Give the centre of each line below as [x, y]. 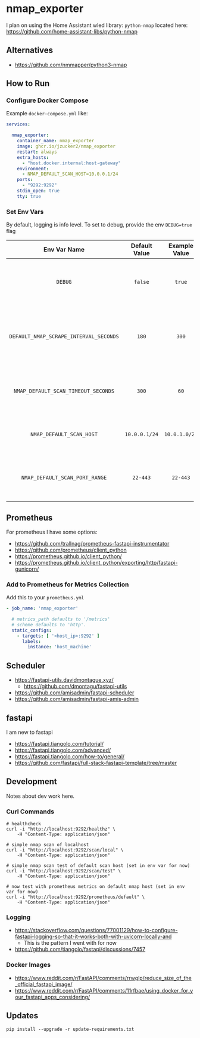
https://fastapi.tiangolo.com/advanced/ [63, 750]
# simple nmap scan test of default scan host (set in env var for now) [98, 866]
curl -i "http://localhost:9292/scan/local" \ [65, 850]
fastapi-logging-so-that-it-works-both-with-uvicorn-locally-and [93, 936]
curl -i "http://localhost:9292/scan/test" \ [63, 871]
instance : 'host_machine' [60, 647]
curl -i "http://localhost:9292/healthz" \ [61, 829]
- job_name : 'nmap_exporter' [42, 608]
